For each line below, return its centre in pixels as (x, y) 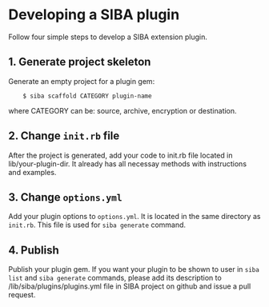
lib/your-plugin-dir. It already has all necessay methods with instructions (127, 163)
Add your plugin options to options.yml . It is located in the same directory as (134, 217)
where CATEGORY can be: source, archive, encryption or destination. (123, 110)
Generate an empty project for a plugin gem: (82, 81)
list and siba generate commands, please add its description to (115, 278)
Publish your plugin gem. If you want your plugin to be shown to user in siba (134, 269)
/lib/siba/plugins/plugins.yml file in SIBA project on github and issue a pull (130, 286)
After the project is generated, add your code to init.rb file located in (120, 155)
